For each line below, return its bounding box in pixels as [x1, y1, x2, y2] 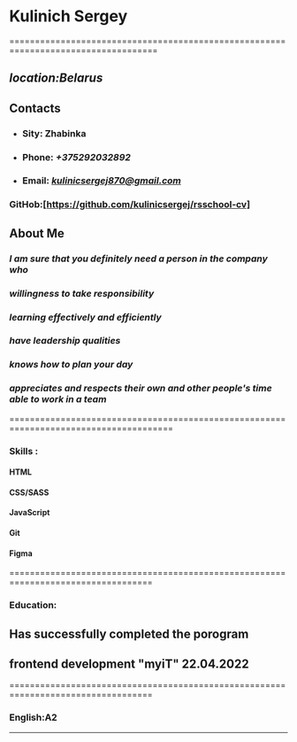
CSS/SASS [9, 487, 49, 498]
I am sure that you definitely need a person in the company [9, 252, 268, 265]
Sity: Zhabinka [21, 127, 87, 139]
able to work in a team [9, 393, 107, 406]
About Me [9, 226, 65, 241]
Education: [9, 599, 57, 612]
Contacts [9, 100, 62, 116]
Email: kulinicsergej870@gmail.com [21, 174, 181, 187]
